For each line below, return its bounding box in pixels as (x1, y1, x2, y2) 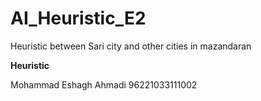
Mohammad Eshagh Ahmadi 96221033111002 (10, 78, 198, 91)
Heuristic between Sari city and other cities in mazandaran (10, 40, 252, 52)
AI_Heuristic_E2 (10, 7, 147, 30)
